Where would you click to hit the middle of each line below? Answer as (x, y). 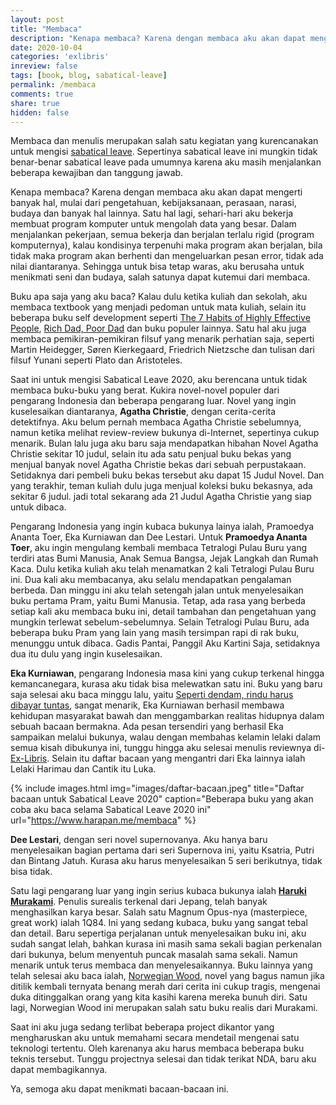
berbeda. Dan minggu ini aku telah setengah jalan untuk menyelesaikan (157, 590)
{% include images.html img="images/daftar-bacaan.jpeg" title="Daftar (157, 788)
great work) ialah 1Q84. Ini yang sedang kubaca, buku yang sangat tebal (159, 923)
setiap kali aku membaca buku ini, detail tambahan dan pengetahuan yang (163, 612)
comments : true (42, 94)
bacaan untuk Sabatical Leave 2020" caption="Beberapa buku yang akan (162, 799)
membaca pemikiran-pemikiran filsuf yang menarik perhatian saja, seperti (162, 339)
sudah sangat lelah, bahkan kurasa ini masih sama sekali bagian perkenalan (166, 944)
